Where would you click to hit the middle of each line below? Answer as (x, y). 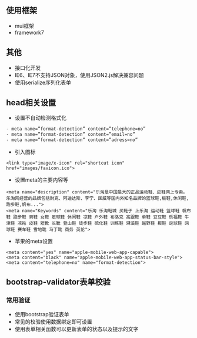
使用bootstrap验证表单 (42, 314)
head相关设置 (31, 103)
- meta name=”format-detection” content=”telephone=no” (76, 129)
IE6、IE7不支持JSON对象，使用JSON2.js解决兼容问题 (79, 75)
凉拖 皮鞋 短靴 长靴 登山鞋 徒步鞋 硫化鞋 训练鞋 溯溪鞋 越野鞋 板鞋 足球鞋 (100, 223)
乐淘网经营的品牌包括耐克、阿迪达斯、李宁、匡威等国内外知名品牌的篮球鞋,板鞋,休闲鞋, (98, 199)
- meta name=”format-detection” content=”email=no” (71, 135)
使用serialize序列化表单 (43, 82)
